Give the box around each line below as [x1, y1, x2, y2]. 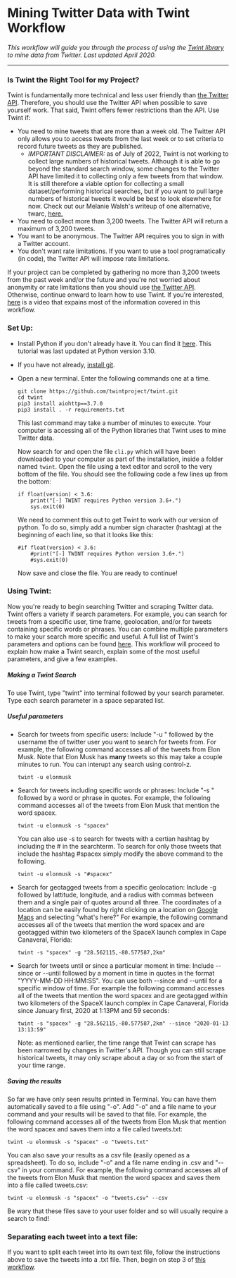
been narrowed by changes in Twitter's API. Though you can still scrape [17, 1045, 226, 1055]
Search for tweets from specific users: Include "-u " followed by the [17, 730, 214, 738]
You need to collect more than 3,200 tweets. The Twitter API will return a [17, 217, 228, 226]
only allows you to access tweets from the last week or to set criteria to [17, 135, 224, 143]
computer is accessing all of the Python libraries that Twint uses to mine [17, 426, 227, 434]
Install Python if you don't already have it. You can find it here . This [17, 339, 212, 348]
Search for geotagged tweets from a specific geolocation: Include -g [17, 883, 216, 891]
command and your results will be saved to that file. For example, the [7, 1110, 207, 1118]
